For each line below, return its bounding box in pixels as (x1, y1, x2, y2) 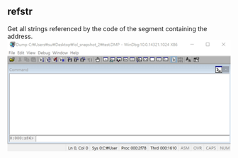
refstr (7, 6, 33, 18)
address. (7, 32, 33, 40)
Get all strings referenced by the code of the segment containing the (7, 24, 208, 33)
